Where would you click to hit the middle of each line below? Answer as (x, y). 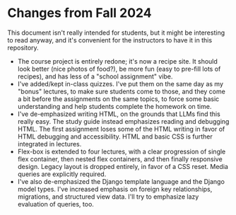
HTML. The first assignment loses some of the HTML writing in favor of (121, 129)
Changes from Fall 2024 (79, 13)
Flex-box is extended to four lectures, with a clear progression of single (122, 151)
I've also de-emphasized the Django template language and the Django (121, 181)
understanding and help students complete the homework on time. (114, 106)
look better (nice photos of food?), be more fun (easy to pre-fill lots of (119, 69)
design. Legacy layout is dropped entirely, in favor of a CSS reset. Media (123, 166)
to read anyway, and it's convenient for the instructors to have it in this (110, 40)
